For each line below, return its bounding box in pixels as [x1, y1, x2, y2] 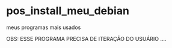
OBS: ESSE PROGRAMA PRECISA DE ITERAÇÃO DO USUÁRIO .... [6, 35, 167, 42]
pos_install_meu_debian [6, 4, 129, 18]
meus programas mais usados [6, 24, 81, 31]
